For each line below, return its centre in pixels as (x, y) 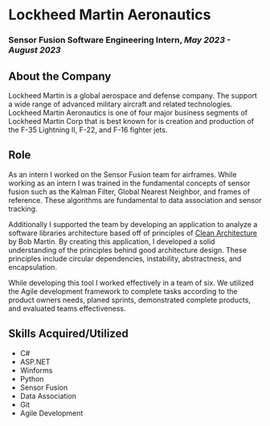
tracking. (23, 209)
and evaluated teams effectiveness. (67, 308)
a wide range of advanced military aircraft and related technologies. (121, 104)
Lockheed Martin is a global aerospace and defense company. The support (133, 95)
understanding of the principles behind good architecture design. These (128, 250)
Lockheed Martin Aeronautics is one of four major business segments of (128, 112)
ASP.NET (35, 362)
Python (32, 378)
